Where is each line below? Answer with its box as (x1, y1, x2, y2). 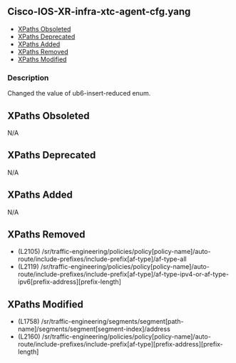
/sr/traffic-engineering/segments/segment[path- (41, 317, 184, 326)
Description (7, 73, 49, 83)
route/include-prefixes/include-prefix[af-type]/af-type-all (17, 255, 187, 263)
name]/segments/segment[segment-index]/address (17, 324, 171, 334)
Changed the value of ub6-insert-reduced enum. (7, 89, 151, 98)
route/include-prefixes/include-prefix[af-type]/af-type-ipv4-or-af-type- (17, 270, 230, 279)
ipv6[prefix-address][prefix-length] (17, 277, 121, 286)
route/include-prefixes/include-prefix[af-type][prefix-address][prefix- (17, 340, 223, 349)
